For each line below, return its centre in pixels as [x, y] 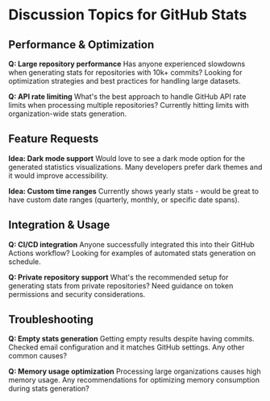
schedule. [25, 261]
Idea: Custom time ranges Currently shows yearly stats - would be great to [134, 191]
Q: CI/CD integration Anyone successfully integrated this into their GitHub [132, 244]
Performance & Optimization [81, 45]
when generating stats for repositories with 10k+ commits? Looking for [125, 72]
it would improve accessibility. [58, 176]
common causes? [37, 356]
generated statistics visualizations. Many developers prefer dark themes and [135, 167]
